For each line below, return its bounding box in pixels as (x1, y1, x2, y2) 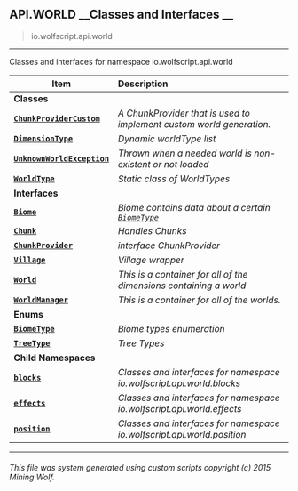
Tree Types (117, 337, 165, 350)
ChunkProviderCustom (13, 113, 100, 124)
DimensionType (13, 133, 74, 143)
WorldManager (13, 294, 69, 305)
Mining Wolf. (9, 471, 55, 483)
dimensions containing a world (117, 279, 247, 292)
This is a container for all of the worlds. (117, 294, 281, 306)
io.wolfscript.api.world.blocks (117, 377, 241, 390)
